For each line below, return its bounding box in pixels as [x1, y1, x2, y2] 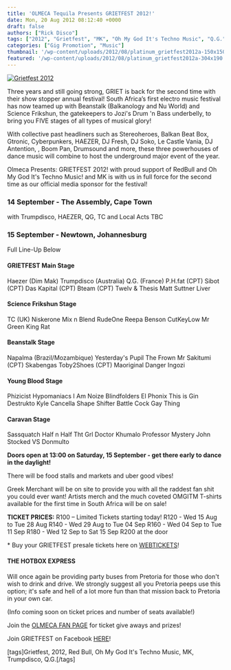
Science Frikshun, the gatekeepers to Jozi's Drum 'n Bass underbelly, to [7, 109, 212, 117]
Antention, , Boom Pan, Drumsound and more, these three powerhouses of [7, 144, 219, 152]
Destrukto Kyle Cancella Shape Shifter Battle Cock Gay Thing [7, 399, 180, 407]
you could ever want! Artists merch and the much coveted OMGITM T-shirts [7, 492, 222, 500]
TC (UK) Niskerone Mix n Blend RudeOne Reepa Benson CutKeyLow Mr [7, 315, 210, 323]
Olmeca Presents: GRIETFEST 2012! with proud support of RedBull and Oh [7, 165, 217, 173]
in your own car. [7, 594, 53, 602]
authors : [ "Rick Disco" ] [7, 29, 78, 37]
